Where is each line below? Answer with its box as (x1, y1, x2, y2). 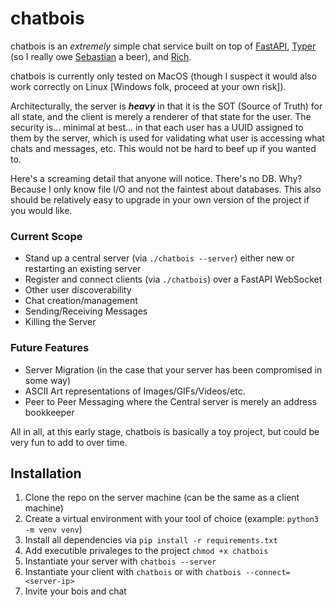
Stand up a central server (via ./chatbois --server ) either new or (24, 252, 295, 264)
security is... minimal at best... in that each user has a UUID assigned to (10, 121, 304, 133)
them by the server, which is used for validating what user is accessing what (10, 132, 325, 144)
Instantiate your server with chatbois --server (24, 555, 217, 567)
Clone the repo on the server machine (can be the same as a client (24, 492, 300, 504)
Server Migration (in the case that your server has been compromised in (24, 363, 323, 376)
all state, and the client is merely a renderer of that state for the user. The (10, 110, 312, 122)
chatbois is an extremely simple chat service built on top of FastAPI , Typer (10, 40, 317, 52)
